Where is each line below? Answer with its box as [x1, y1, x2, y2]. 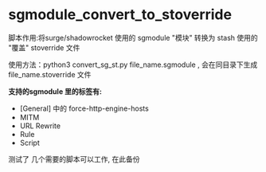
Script [19, 138, 40, 147]
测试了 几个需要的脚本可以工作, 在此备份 [8, 154, 140, 164]
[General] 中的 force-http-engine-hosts [19, 104, 149, 113]
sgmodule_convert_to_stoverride [8, 6, 233, 24]
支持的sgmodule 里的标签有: [8, 86, 102, 96]
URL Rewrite [19, 121, 61, 131]
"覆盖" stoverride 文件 [8, 42, 80, 53]
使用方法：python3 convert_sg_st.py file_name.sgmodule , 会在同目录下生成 [8, 60, 258, 69]
